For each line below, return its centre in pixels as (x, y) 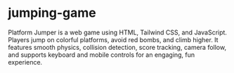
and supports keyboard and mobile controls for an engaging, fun (102, 55)
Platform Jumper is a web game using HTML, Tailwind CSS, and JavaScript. (118, 32)
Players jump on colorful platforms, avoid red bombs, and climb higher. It (113, 39)
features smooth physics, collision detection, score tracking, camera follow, (117, 47)
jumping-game (52, 13)
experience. (25, 62)
